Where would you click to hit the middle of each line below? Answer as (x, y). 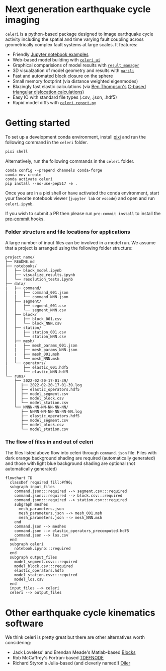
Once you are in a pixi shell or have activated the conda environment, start (82, 193)
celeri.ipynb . (19, 204)
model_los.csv (29, 580)
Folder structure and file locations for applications (68, 232)
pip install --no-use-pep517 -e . (41, 183)
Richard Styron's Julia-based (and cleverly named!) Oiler (71, 663)
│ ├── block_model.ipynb (33, 271)
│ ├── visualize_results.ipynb (40, 275)
